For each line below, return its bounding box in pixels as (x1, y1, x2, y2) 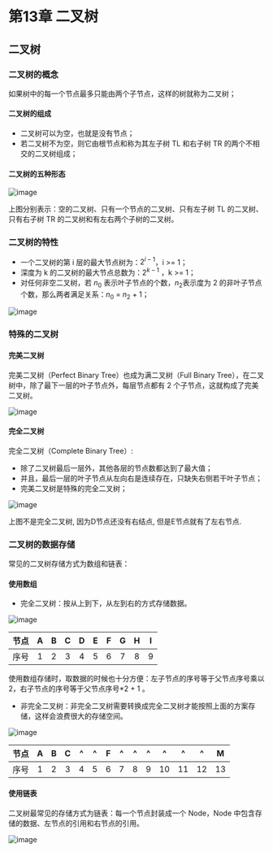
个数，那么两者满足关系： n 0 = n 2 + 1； (19, 289, 149, 301)
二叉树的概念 (8, 68, 59, 80)
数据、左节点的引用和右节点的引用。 (22, 818, 144, 828)
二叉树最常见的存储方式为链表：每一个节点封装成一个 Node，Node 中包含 (8, 808, 256, 818)
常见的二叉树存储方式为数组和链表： (8, 559, 130, 569)
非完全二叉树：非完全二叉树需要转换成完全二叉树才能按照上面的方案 (19, 701, 249, 711)
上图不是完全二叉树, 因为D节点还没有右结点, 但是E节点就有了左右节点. (8, 516, 242, 526)
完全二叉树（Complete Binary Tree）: (8, 446, 134, 455)
